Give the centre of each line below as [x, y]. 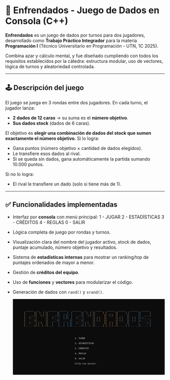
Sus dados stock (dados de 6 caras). [51, 123]
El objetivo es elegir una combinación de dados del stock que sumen [78, 133]
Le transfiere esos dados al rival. [47, 154]
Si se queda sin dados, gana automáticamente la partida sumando [81, 159]
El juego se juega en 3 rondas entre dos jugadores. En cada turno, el [77, 102]
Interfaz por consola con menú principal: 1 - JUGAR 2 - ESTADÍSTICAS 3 [88, 217]
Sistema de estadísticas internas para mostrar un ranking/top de [81, 257]
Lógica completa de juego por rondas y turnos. [61, 232]
